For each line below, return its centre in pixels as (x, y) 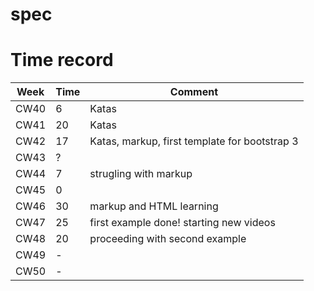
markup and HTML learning (154, 206)
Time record (62, 60)
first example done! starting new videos (182, 223)
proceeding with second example (168, 239)
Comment (194, 92)
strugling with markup (141, 174)
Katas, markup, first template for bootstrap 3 (194, 141)
